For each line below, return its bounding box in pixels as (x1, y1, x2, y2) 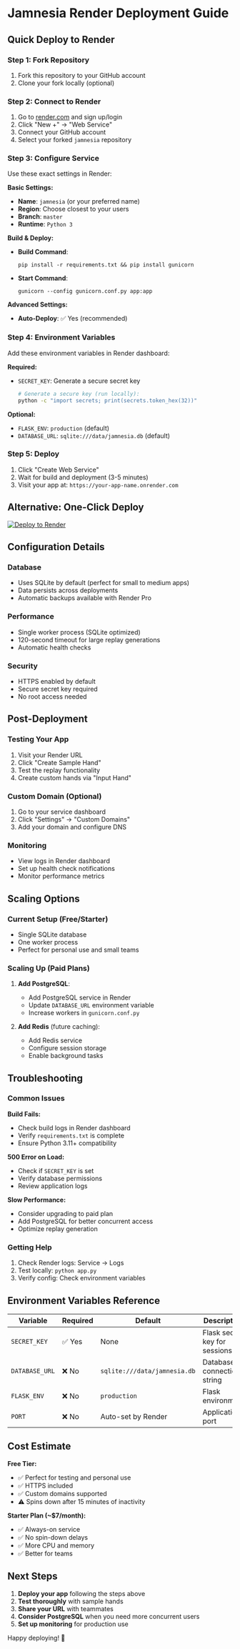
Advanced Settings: (7, 300, 68, 309)
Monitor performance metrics (17, 872, 105, 880)
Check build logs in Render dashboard (17, 1123, 131, 1132)
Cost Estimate (7, 1440, 71, 1453)
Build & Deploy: (7, 234, 54, 242)
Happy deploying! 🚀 (7, 1633, 66, 1642)
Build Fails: (7, 1110, 41, 1118)
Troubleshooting (7, 1072, 84, 1084)
